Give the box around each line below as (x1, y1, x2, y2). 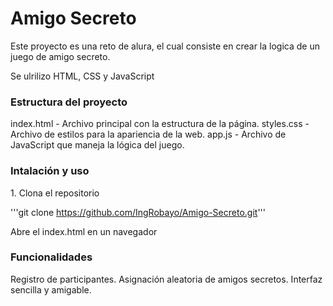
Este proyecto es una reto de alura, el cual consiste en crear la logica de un (10, 40, 320, 52)
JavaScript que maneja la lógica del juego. (10, 139, 185, 151)
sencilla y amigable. (10, 283, 92, 296)
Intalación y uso (10, 164, 90, 178)
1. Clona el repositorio (10, 187, 100, 199)
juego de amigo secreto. (10, 50, 111, 62)
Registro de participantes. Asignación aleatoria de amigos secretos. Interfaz (10, 273, 323, 285)
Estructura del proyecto (10, 95, 128, 109)
